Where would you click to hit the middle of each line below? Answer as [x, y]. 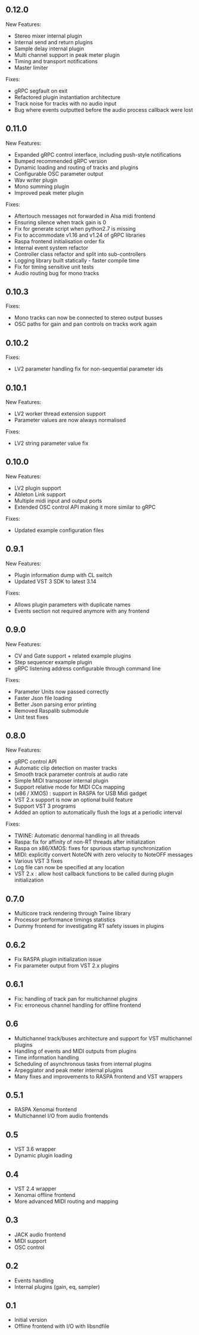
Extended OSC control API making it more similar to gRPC [85, 507]
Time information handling [46, 1057]
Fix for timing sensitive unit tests [54, 267]
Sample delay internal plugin [49, 48]
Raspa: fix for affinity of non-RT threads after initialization [85, 842]
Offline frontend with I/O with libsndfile [62, 1326]
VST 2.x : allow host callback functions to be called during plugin [94, 874]
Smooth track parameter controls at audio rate [71, 774]
